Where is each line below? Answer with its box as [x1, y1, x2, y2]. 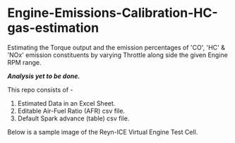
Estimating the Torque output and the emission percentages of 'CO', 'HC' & [7, 43, 226, 51]
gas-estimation [7, 20, 100, 36]
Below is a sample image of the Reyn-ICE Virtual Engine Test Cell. [7, 128, 198, 136]
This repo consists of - [7, 85, 73, 94]
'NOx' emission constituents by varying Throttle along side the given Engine [7, 51, 228, 59]
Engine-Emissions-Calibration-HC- [7, 5, 218, 21]
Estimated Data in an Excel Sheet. [17, 99, 116, 107]
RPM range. [7, 58, 42, 66]
